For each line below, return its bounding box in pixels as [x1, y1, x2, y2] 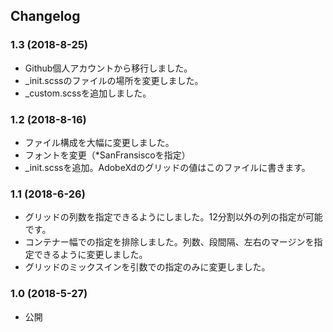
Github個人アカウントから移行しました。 [24, 62, 193, 74]
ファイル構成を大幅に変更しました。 [24, 136, 175, 148]
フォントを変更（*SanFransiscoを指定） [24, 149, 191, 161]
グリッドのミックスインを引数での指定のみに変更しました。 [24, 261, 271, 273]
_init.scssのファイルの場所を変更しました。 [24, 74, 204, 86]
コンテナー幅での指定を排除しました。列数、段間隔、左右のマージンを [24, 236, 315, 248]
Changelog [10, 8, 81, 25]
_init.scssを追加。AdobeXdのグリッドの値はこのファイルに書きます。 [24, 161, 311, 173]
